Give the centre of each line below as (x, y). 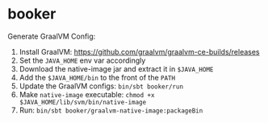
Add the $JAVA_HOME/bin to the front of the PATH (97, 77)
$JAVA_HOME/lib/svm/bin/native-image (83, 102)
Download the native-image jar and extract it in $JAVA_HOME (116, 68)
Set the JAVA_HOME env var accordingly (82, 60)
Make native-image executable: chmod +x (87, 94)
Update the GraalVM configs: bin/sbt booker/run (101, 86)
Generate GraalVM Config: (52, 36)
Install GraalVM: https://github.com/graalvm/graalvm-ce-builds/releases (139, 51)
